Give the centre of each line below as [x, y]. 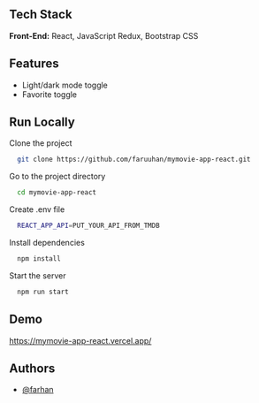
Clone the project [41, 143]
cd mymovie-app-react [57, 193]
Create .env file [37, 209]
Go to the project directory [57, 177]
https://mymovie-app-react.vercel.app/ [80, 340]
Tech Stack [41, 15]
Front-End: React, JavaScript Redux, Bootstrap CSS [104, 35]
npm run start [43, 292]
